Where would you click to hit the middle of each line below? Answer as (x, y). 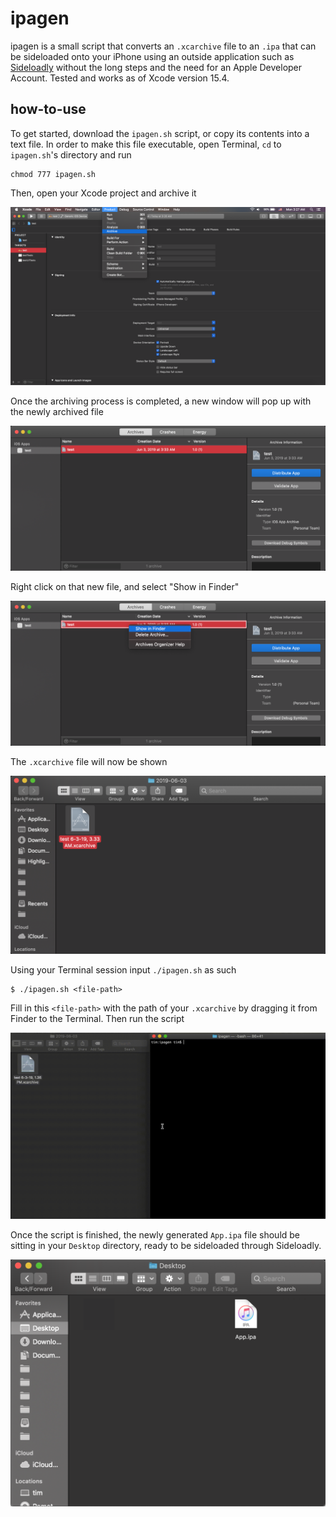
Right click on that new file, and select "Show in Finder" (125, 587)
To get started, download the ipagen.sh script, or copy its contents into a (160, 133)
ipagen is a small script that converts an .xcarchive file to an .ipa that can (163, 46)
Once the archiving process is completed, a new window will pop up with (161, 401)
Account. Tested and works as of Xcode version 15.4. (120, 78)
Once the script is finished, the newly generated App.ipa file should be (155, 1235)
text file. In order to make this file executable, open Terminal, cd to (146, 144)
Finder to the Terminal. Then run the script (97, 1019)
